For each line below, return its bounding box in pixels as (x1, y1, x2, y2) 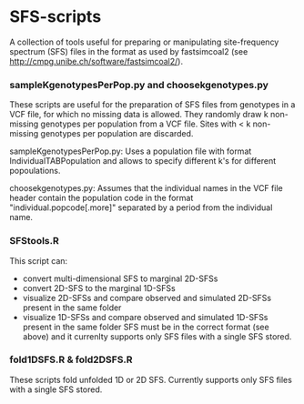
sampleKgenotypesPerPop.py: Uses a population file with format (9, 146, 252, 157)
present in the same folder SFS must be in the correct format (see (22, 321, 270, 332)
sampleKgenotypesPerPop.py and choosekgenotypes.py (9, 78, 269, 91)
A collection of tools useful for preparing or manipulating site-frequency (9, 36, 279, 47)
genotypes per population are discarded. (40, 128, 194, 139)
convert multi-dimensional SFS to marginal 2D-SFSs (22, 273, 218, 284)
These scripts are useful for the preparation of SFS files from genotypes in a (9, 99, 296, 110)
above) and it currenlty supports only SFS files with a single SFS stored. (22, 330, 292, 342)
